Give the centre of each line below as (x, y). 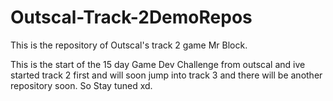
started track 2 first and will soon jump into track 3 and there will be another (166, 75)
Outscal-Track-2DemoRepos (131, 17)
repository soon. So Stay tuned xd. (81, 85)
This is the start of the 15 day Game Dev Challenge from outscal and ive (158, 64)
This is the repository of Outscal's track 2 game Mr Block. (129, 45)
